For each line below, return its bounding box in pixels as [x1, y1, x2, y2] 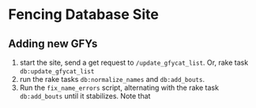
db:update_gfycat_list [19, 68, 95, 76]
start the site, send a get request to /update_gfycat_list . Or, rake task [19, 58, 249, 67]
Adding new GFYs [8, 37, 98, 50]
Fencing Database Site [8, 6, 160, 24]
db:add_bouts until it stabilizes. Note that [19, 91, 151, 100]
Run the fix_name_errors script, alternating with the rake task [19, 83, 220, 92]
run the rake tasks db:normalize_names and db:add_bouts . [19, 75, 205, 84]
